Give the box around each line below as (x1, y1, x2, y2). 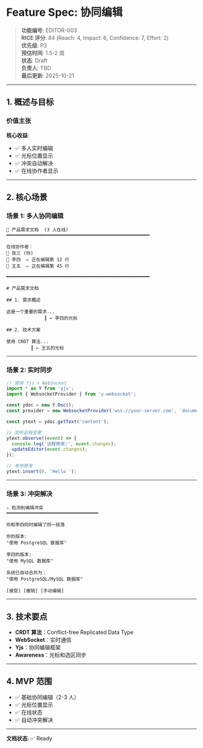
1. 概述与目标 (6, 97, 54, 108)
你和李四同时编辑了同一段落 (6, 522, 65, 528)
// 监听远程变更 (6, 430, 42, 436)
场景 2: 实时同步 (6, 366, 53, 375)
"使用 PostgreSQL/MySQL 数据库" (6, 576, 83, 582)
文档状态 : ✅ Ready (6, 735, 53, 742)
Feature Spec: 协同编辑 (6, 5, 123, 19)
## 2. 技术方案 (6, 327, 41, 333)
